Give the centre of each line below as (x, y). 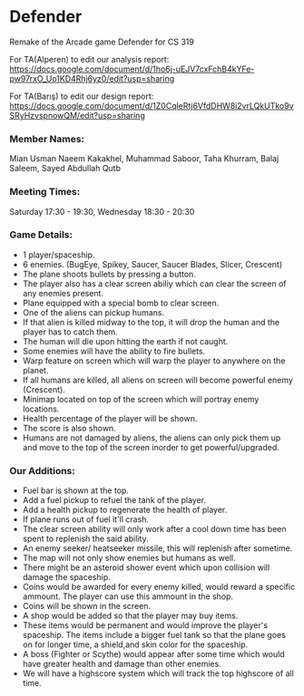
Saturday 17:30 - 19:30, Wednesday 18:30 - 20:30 (102, 211)
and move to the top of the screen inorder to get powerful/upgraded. (151, 447)
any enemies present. (63, 293)
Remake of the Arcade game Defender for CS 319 (102, 42)
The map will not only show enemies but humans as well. (129, 558)
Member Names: (47, 139)
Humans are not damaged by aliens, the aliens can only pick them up (152, 438)
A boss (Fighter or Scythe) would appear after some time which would (153, 654)
